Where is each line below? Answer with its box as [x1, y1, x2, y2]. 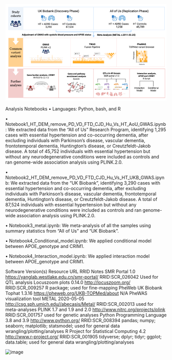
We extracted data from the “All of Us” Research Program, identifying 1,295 [7, 126, 166, 132]
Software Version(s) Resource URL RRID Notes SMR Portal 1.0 [5, 268, 136, 275]
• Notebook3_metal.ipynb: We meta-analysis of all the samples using [5, 222, 151, 229]
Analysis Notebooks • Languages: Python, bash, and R [5, 105, 121, 111]
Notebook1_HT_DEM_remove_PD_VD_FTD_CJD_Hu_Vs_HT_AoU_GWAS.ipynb [5, 121, 166, 127]
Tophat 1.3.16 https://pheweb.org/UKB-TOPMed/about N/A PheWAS [5, 290, 147, 296]
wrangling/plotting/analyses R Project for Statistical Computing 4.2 [5, 328, 146, 334]
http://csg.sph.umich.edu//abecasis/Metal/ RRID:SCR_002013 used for [5, 301, 154, 307]
